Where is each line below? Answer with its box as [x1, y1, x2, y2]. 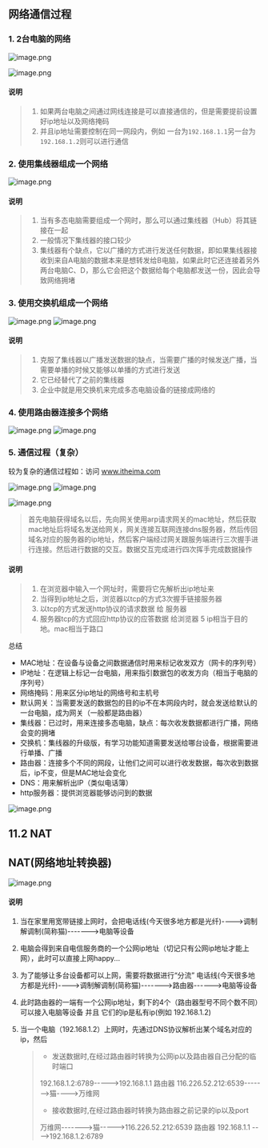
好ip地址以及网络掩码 [39, 116, 110, 126]
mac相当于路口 [54, 623, 104, 634]
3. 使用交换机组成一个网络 [8, 298, 109, 309]
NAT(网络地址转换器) [8, 856, 112, 870]
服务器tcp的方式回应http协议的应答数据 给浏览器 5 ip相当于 [39, 614, 234, 623]
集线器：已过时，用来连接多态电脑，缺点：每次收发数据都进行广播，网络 [19, 718, 258, 727]
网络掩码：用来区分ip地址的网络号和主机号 [19, 687, 160, 698]
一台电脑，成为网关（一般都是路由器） [19, 707, 146, 718]
